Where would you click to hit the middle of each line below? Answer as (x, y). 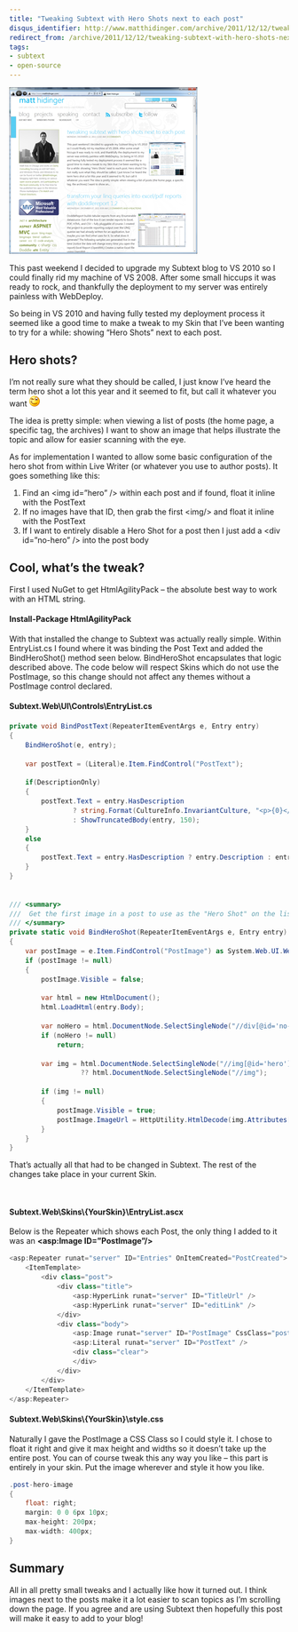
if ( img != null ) (73, 1092)
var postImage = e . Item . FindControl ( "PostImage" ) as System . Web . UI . (154, 951)
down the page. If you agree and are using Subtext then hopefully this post (146, 1609)
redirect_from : (37, 37)
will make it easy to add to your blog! (76, 1618)
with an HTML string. (47, 599)
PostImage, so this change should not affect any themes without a (130, 676)
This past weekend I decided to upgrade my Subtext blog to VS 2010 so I (142, 268)
